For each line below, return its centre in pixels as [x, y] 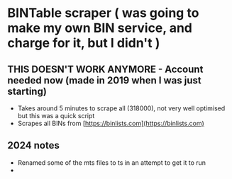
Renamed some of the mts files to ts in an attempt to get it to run [112, 162]
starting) [27, 91]
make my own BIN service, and [100, 28]
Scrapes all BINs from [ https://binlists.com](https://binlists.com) [111, 123]
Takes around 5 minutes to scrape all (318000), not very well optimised [121, 108]
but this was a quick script [56, 116]
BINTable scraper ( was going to [103, 13]
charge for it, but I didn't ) [84, 43]
